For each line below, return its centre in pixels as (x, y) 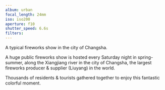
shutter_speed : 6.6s (27, 29)
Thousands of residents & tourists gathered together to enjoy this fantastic (82, 78)
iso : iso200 (18, 19)
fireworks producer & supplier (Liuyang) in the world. (60, 68)
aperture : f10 (20, 24)
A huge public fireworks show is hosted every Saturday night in (71, 57)
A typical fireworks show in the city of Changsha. (56, 48)
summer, (14, 63)
